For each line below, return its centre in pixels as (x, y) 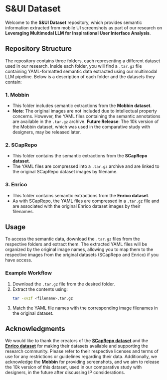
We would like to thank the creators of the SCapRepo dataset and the (77, 341)
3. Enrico (16, 185)
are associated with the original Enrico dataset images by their (76, 206)
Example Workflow (29, 273)
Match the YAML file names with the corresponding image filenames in (85, 308)
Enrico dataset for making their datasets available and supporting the (77, 346)
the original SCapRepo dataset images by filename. (65, 172)
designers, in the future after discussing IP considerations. (65, 373)
